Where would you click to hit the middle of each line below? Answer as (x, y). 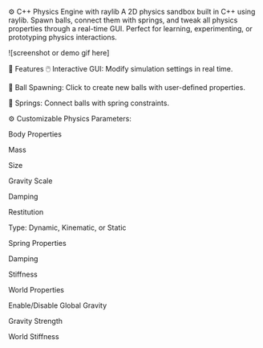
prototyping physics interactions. (63, 37)
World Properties (36, 290)
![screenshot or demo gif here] (59, 53)
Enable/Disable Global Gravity (58, 305)
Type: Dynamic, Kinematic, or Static (67, 227)
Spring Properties (37, 243)
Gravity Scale (30, 181)
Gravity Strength (35, 321)
